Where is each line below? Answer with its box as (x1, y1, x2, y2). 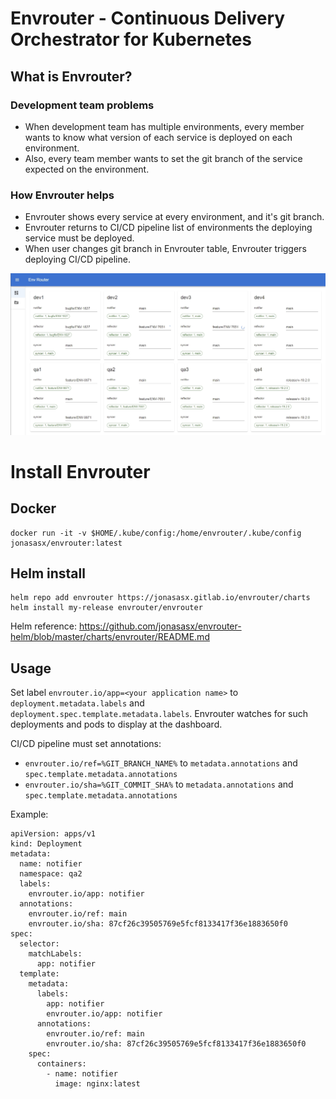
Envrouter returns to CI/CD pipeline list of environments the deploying (24, 222, 313, 234)
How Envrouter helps (10, 188, 115, 202)
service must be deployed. (24, 232, 135, 244)
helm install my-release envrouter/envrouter (10, 603, 203, 613)
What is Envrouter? (10, 68, 133, 85)
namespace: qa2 (19, 869, 83, 879)
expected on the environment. (24, 163, 150, 175)
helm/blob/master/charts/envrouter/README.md (10, 631, 210, 643)
